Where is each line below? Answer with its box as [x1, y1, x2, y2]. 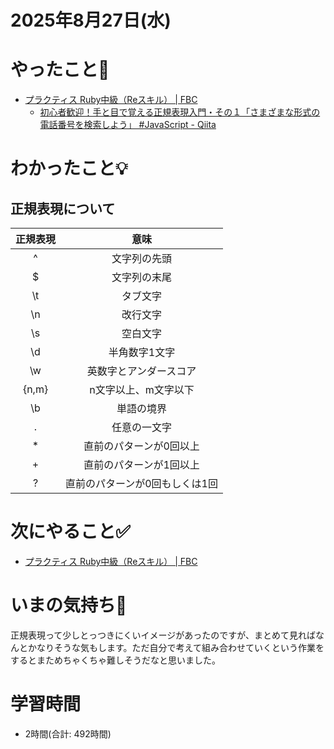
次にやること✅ [10, 521, 131, 543]
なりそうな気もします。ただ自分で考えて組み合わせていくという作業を [36, 642, 325, 653]
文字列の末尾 [111, 271, 172, 285]
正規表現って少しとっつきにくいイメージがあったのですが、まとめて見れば [10, 629, 317, 641]
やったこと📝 [10, 59, 110, 81]
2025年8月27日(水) [10, 9, 172, 32]
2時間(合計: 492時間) [24, 727, 112, 740]
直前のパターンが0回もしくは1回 [65, 477, 218, 491]
